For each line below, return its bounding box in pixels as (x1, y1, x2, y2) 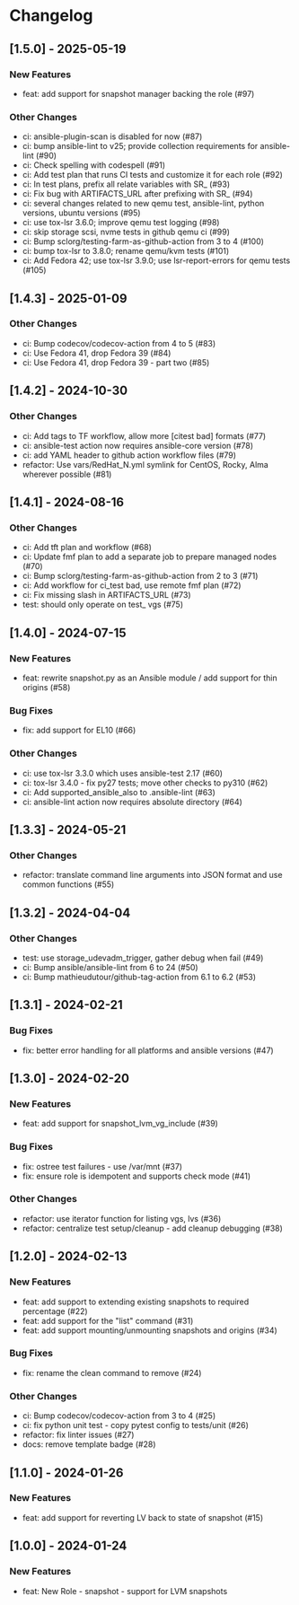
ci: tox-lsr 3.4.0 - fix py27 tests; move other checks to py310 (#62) (22, 777, 268, 788)
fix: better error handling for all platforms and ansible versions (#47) (22, 1045, 274, 1056)
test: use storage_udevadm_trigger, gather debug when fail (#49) (22, 952, 264, 963)
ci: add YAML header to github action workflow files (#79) (22, 450, 236, 460)
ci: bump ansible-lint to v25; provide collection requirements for (22, 141, 259, 152)
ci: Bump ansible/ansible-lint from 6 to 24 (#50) (22, 961, 199, 972)
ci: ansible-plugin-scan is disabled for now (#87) (22, 131, 203, 142)
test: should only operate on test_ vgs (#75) (22, 599, 184, 610)
